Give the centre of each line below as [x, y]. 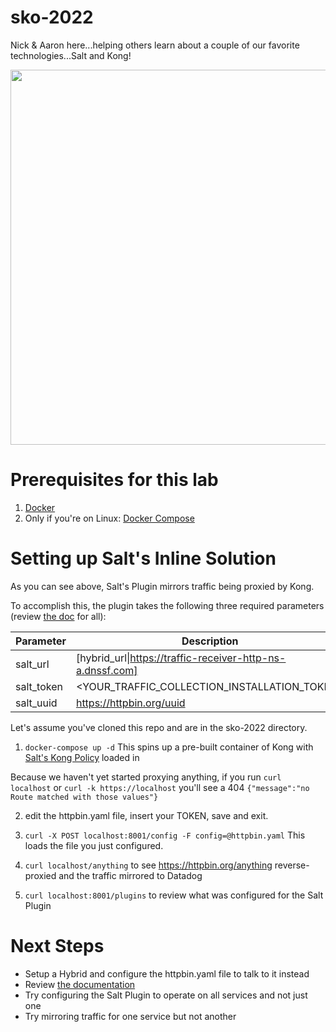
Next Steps [57, 946]
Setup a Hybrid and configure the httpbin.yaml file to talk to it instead [167, 973]
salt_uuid [36, 703]
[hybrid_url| [103, 658]
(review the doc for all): [58, 616]
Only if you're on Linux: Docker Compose [109, 518]
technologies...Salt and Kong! [71, 55]
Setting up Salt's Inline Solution [143, 558]
